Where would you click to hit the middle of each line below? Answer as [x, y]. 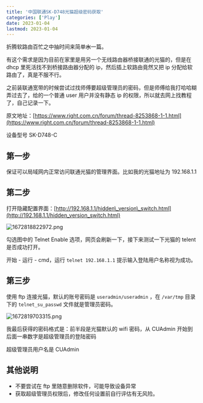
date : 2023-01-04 [28, 23]
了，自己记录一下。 [30, 103]
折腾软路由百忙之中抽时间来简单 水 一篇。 [56, 47]
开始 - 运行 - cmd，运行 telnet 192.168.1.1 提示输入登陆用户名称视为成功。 [101, 260]
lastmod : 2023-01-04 [32, 29]
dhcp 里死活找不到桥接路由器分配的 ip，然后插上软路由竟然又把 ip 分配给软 [100, 67]
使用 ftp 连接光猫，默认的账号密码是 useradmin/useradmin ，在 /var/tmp [95, 296]
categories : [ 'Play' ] [34, 18]
